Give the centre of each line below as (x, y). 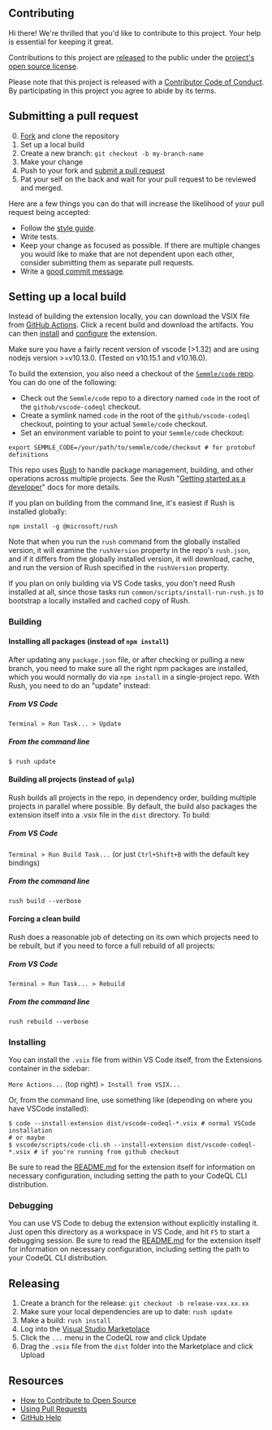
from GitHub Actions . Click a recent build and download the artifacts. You (131, 325)
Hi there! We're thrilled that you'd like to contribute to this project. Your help (135, 33)
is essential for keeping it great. (61, 42)
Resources (36, 1381)
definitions (28, 455)
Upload (32, 1355)
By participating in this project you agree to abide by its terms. (112, 90)
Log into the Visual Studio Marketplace (85, 1329)
